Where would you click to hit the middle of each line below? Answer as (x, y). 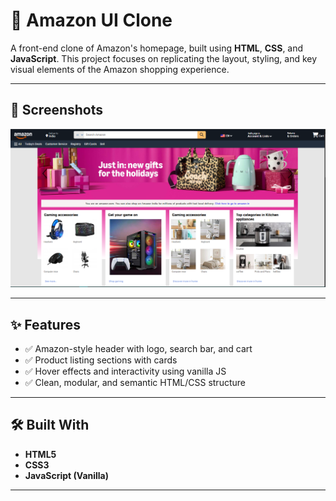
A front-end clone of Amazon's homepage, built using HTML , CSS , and (157, 48)
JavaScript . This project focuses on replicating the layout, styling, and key (164, 58)
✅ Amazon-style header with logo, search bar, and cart (138, 349)
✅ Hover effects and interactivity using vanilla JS (125, 371)
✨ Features (45, 324)
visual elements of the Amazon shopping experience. (120, 69)
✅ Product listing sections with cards (101, 360)
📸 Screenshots (57, 110)
